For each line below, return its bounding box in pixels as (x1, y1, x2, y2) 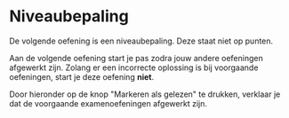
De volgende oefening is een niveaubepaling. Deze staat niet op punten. (9, 35, 274, 46)
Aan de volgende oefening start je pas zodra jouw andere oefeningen (9, 52, 264, 63)
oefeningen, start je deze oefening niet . (9, 71, 154, 82)
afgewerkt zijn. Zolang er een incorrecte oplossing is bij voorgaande (9, 62, 259, 73)
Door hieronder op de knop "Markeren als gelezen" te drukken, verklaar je (9, 89, 281, 99)
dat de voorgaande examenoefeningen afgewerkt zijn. (9, 98, 207, 108)
